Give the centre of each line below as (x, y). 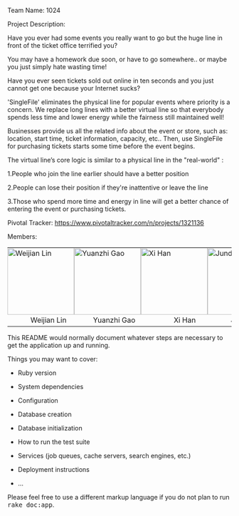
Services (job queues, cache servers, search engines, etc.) (104, 456)
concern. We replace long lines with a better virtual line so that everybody (116, 109)
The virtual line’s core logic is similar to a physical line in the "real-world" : (116, 160)
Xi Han (185, 320)
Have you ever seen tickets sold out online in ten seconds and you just (111, 81)
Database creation (45, 414)
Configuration (38, 401)
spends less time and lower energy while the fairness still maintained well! (116, 117)
